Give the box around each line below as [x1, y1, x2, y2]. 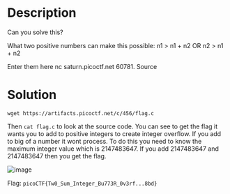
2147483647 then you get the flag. [7, 151, 107, 160]
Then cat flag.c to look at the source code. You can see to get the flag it [7, 122, 218, 130]
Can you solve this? [7, 28, 64, 36]
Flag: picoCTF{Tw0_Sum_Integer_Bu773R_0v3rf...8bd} [7, 179, 158, 187]
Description [7, 5, 77, 21]
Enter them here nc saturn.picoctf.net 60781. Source [7, 62, 158, 70]
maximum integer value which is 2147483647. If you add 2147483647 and [7, 144, 220, 153]
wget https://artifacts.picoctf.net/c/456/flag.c [7, 110, 155, 117]
